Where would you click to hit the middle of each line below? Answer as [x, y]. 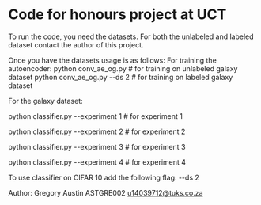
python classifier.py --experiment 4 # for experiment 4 [97, 162]
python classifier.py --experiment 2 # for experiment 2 [97, 131]
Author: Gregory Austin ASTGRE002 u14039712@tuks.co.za [106, 192]
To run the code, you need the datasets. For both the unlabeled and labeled [131, 36]
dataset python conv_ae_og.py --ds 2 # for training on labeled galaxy [121, 77]
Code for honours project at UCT [117, 15]
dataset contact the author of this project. [76, 44]
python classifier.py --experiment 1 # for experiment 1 [96, 116]
